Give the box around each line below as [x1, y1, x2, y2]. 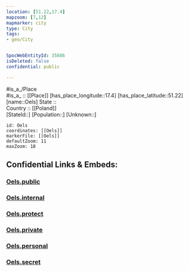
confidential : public [6, 63, 60, 69]
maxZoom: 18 [6, 143, 36, 150]
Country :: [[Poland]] [6, 104, 57, 111]
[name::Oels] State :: [6, 98, 57, 105]
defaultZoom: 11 [6, 138, 47, 144]
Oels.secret [6, 258, 41, 266]
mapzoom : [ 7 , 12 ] [6, 14, 47, 20]
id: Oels [6, 122, 28, 129]
